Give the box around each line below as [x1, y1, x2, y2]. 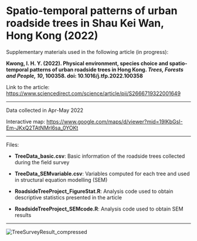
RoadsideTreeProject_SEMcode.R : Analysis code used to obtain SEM [14, 205, 184, 212]
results [14, 211, 32, 218]
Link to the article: [6, 83, 50, 90]
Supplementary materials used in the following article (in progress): [6, 48, 169, 55]
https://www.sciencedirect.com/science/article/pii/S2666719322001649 [6, 90, 181, 97]
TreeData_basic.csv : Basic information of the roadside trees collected [14, 152, 185, 159]
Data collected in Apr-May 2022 [6, 107, 84, 114]
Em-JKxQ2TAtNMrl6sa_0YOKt [6, 124, 79, 131]
